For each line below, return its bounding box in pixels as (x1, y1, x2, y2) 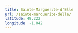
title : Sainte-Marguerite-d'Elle (5, 7, 74, 12)
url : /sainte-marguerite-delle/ (5, 12, 71, 16)
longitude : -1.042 (5, 20, 43, 26)
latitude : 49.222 (5, 16, 41, 21)
